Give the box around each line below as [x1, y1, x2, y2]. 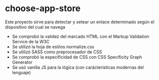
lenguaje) [12, 69, 31, 75]
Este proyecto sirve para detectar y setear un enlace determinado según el [5, 19, 155, 25]
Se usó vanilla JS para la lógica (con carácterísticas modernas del [12, 64, 144, 70]
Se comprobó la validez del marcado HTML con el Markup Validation [12, 33, 149, 39]
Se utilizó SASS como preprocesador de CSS [12, 49, 102, 55]
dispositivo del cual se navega [5, 24, 65, 30]
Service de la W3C [12, 38, 50, 44]
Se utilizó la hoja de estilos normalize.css [12, 44, 95, 49]
